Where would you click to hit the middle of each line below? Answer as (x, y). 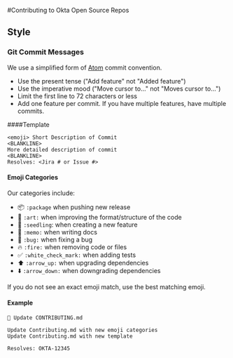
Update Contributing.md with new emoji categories (83, 330)
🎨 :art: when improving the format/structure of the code (99, 217)
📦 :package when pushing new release (74, 207)
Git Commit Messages (45, 52)
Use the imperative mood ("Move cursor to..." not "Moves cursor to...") (119, 88)
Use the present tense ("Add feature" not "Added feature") (102, 81)
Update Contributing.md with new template (70, 336)
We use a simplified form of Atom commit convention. (85, 67)
